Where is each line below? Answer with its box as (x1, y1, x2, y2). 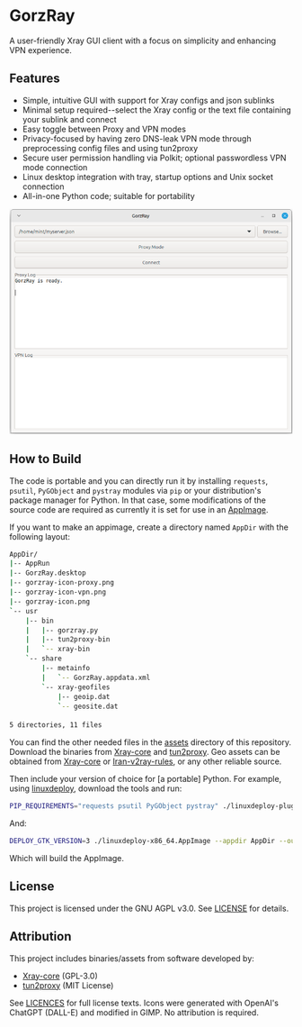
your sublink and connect (22, 114, 117, 124)
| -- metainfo (41, 664, 91, 673)
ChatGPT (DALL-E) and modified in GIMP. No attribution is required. (9, 1006, 259, 1018)
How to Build (9, 451, 83, 467)
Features (9, 71, 60, 86)
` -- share (25, 654, 63, 663)
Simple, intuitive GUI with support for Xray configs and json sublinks (22, 95, 275, 105)
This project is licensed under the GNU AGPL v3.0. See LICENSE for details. (9, 903, 289, 913)
